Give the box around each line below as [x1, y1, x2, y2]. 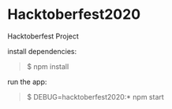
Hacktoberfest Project [7, 31, 80, 41]
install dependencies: [7, 46, 77, 56]
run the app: [7, 77, 47, 86]
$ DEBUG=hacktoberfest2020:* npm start [26, 92, 165, 101]
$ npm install [26, 61, 69, 71]
